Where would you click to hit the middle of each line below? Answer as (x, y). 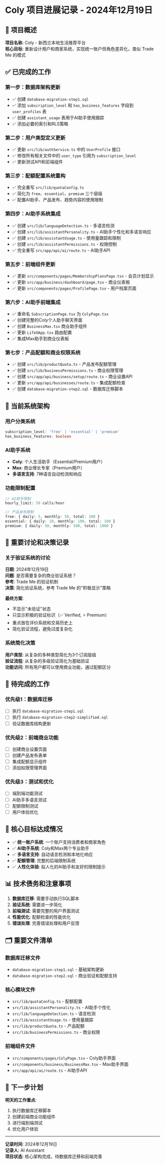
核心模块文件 (20, 989)
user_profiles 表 (29, 111)
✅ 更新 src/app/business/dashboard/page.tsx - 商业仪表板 (71, 282)
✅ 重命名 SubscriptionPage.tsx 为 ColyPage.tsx (60, 314)
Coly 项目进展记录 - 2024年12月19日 (79, 10)
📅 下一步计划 (24, 1087)
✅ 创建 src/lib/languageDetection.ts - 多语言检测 (63, 226)
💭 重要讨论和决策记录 (37, 543)
